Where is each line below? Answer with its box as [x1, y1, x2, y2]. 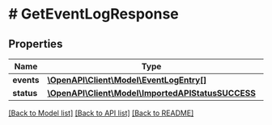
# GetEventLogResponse [8, 5, 180, 23]
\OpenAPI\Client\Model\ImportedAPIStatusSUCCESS [47, 88, 257, 98]
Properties [8, 37, 63, 51]
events [12, 74, 40, 85]
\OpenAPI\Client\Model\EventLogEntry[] [47, 74, 207, 85]
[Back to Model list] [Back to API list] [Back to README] [8, 108, 194, 118]
